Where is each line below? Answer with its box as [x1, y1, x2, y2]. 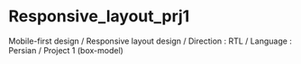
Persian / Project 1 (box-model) [8, 44, 123, 55]
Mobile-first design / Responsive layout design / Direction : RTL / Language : [8, 36, 292, 46]
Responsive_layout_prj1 [8, 6, 190, 27]
